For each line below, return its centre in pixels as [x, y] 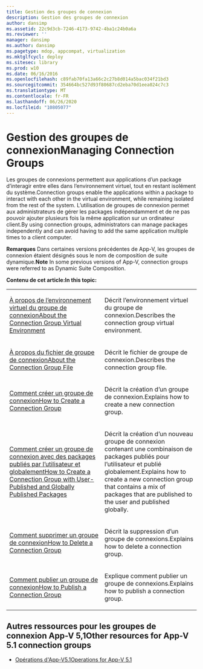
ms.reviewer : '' [27, 34]
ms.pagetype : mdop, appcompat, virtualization [66, 51]
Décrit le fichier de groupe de [146, 352]
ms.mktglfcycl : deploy [35, 57]
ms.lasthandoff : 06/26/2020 [42, 102]
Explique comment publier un [146, 576]
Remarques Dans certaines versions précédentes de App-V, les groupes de [101, 249]
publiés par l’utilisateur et [45, 464]
